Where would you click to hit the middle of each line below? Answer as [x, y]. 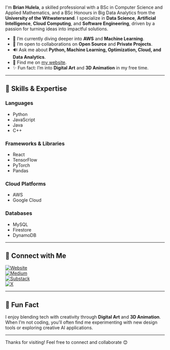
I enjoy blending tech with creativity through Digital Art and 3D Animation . [83, 317]
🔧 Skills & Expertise [36, 89]
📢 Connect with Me [36, 256]
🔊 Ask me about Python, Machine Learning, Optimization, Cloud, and [87, 50]
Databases [19, 213]
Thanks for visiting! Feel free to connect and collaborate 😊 [67, 342]
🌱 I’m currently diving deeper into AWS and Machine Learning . [78, 38]
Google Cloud [27, 200]
